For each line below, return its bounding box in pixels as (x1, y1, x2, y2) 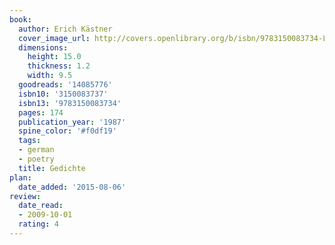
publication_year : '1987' (18, 117, 127, 127)
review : (9, 191, 42, 201)
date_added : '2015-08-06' (18, 182, 127, 192)
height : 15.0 (27, 52, 82, 62)
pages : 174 (18, 107, 64, 118)
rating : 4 (18, 219, 59, 230)
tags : (18, 136, 42, 146)
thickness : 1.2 (27, 61, 91, 71)
